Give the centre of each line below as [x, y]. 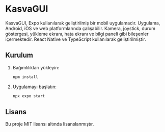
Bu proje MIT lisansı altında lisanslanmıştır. [50, 124]
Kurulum [19, 55]
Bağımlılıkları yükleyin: [36, 67]
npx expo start [29, 96]
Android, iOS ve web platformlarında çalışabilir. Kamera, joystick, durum [80, 28]
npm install [25, 77]
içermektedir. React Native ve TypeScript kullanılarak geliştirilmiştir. [76, 39]
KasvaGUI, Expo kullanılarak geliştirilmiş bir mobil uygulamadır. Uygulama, [83, 23]
